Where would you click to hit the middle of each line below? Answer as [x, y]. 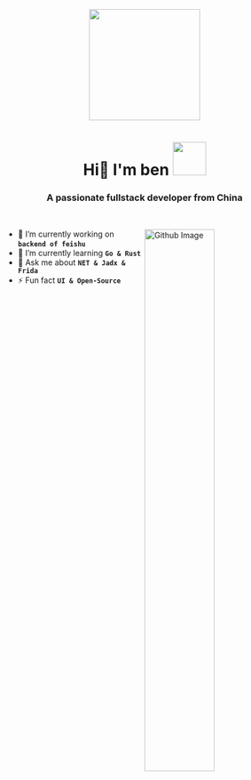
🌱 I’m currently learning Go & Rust [79, 253]
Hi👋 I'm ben [126, 170]
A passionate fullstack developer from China [145, 197]
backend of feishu [51, 245]
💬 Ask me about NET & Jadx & [71, 262]
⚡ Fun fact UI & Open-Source [69, 280]
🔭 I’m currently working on [66, 234]
